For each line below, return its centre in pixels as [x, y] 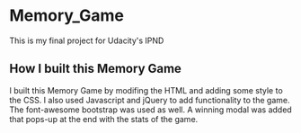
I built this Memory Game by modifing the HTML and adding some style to [146, 90]
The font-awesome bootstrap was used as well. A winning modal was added [150, 110]
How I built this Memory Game [96, 69]
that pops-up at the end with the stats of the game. [104, 119]
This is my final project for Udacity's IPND [87, 40]
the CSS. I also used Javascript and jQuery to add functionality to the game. [150, 100]
